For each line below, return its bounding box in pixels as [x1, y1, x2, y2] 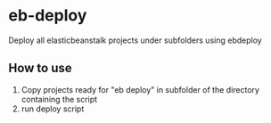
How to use [8, 61, 72, 76]
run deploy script [21, 103, 85, 114]
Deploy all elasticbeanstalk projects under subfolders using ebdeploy [8, 35, 262, 45]
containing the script [21, 94, 98, 104]
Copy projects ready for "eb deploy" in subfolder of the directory [21, 84, 260, 94]
